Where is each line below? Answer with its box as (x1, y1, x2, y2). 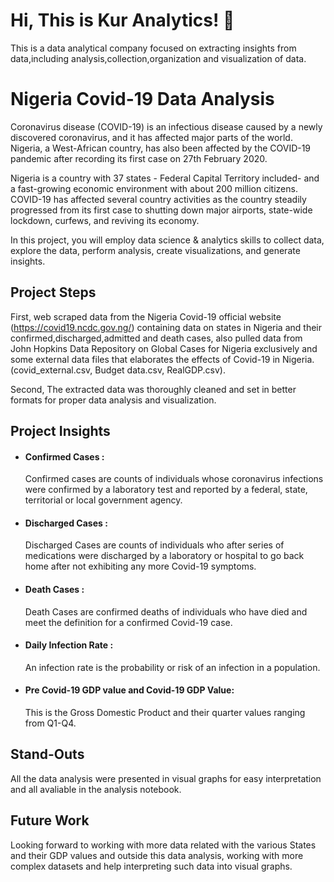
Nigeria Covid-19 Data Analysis (10, 88, 275, 111)
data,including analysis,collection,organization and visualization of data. (10, 52, 307, 64)
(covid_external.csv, (10, 364, 93, 376)
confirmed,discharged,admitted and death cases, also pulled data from (10, 332, 303, 344)
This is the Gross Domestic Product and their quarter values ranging (24, 707, 306, 719)
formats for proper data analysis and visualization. (10, 394, 217, 406)
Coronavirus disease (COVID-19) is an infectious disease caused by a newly (10, 120, 323, 133)
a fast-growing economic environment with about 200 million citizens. (10, 182, 298, 194)
